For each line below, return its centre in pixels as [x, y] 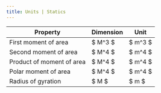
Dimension [107, 32]
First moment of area [39, 42]
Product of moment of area [48, 62]
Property [47, 32]
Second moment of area [43, 52]
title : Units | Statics [36, 12]
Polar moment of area [40, 71]
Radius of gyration [35, 81]
